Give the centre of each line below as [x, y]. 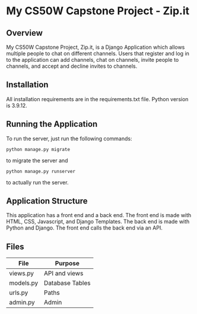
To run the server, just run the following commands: [69, 139]
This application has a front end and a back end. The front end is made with [99, 215]
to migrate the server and [37, 160]
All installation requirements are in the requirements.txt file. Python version [97, 99]
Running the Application [52, 124]
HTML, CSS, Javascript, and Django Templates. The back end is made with [98, 222]
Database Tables [67, 283]
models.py [24, 283]
